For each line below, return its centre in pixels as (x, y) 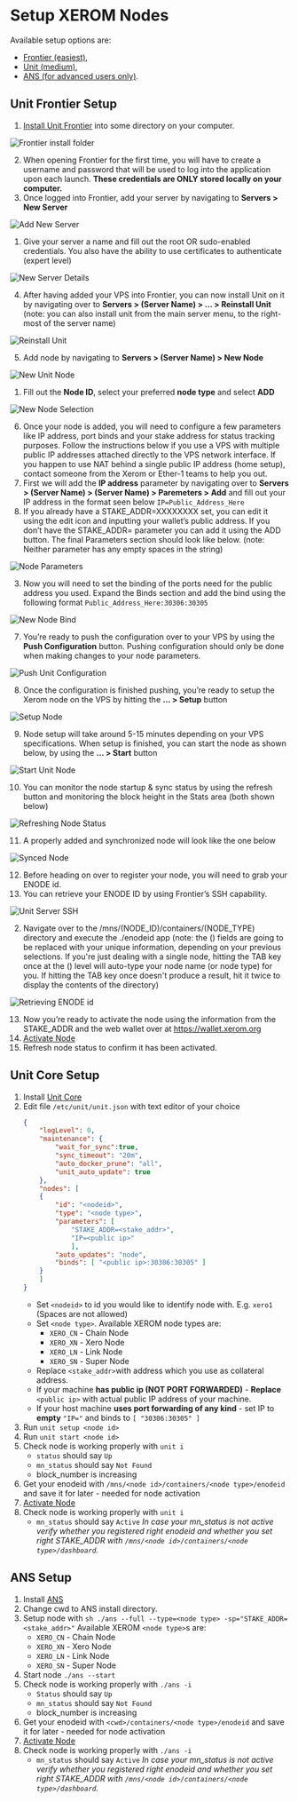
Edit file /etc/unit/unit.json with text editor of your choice (131, 1106)
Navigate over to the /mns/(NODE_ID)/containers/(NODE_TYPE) (139, 928)
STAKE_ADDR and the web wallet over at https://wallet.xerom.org (142, 1028)
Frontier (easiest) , (55, 57)
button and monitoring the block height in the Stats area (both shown (149, 797)
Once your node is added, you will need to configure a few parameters (152, 426)
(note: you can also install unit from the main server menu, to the (141, 314)
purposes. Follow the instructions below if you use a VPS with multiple (151, 445)
